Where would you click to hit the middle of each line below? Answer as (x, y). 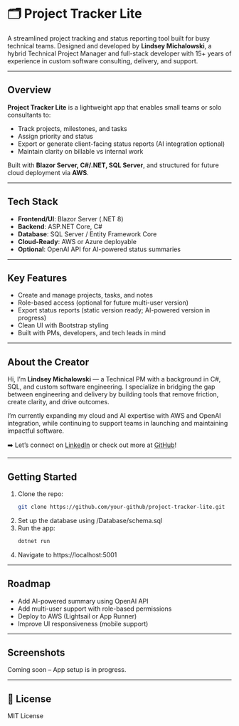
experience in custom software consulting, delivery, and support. (103, 60)
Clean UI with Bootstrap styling (63, 325)
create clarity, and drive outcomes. (58, 402)
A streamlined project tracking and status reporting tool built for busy (108, 38)
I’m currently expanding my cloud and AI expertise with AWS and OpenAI (115, 416)
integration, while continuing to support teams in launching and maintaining (118, 423)
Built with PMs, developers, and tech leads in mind (91, 333)
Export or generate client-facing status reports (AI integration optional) (121, 144)
